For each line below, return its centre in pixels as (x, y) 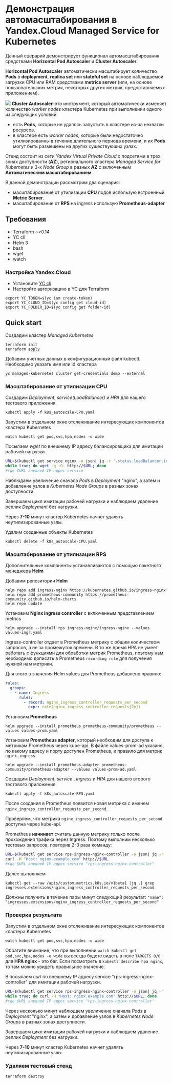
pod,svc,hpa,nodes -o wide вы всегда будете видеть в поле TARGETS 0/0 (83, 956)
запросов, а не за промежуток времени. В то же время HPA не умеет (82, 648)
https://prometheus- (107, 595)
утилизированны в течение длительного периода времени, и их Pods (89, 140)
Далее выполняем (26, 874)
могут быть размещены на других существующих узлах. (75, 146)
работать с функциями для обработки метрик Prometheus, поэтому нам (84, 653)
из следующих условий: (31, 114)
